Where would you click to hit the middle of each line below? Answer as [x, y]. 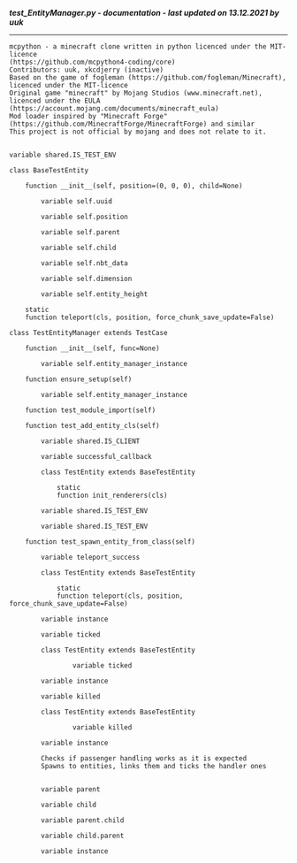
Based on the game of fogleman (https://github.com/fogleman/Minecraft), [148, 78]
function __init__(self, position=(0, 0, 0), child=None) [134, 186]
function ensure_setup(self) [79, 379]
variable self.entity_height [95, 294]
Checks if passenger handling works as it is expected [144, 759]
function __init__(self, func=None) [93, 348]
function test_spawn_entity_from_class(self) [110, 542]
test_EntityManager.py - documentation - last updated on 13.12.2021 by [145, 13]
